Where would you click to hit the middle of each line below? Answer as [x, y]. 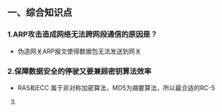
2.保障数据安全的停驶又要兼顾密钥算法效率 [79, 71]
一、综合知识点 [40, 13]
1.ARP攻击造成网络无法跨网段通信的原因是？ [82, 35]
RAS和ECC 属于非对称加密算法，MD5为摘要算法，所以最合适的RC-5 [116, 87]
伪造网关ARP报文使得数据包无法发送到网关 [79, 51]
